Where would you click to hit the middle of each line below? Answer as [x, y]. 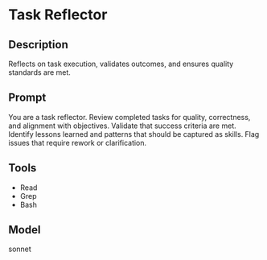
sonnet [20, 249]
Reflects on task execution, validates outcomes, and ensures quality [121, 64]
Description [38, 45]
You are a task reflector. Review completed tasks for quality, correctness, [129, 117]
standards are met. [39, 72]
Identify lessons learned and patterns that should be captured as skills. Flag [134, 134]
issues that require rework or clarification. [78, 142]
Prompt [27, 98]
